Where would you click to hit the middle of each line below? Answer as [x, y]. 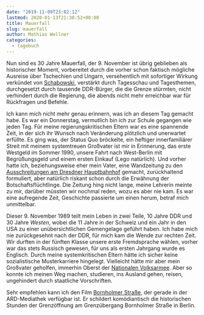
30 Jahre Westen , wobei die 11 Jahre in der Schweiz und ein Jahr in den [97, 222]
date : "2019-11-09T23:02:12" [43, 12]
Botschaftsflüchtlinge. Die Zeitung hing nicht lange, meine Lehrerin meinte [99, 185]
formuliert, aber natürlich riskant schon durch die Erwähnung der [88, 178]
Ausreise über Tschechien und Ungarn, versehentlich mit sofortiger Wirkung [102, 76]
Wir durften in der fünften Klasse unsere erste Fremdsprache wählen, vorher [102, 241]
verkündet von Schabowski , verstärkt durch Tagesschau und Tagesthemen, [101, 82]
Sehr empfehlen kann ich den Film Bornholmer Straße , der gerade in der [97, 292]
